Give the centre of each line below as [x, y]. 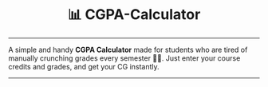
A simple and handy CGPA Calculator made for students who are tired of [128, 49]
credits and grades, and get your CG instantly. [84, 66]
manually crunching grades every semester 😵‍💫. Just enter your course [124, 58]
